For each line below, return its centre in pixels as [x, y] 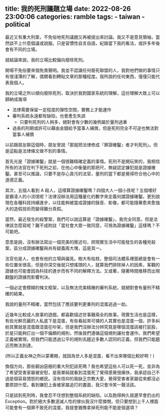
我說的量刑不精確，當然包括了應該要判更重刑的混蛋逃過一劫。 [68, 304]
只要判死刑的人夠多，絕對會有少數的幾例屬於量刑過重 [73, 122]
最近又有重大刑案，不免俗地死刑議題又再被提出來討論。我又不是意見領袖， [80, 37]
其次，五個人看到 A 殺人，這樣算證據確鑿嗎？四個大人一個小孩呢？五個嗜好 [81, 190]
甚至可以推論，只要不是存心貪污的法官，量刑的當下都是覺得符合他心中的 [87, 173]
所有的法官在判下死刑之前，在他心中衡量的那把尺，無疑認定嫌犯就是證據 [78, 167]
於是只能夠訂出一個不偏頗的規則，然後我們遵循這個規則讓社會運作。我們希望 [82, 333]
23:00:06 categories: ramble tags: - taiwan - [75, 17]
